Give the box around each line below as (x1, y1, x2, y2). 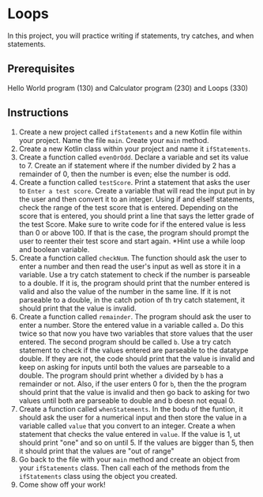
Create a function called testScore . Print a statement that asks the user (18, 177, 250, 186)
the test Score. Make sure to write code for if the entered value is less (18, 219, 246, 229)
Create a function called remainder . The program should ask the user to (18, 311, 252, 321)
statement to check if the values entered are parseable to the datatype (18, 345, 249, 355)
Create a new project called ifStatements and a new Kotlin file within (18, 127, 242, 137)
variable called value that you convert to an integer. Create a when (18, 420, 236, 431)
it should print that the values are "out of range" (18, 446, 175, 455)
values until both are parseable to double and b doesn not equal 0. (18, 396, 235, 405)
